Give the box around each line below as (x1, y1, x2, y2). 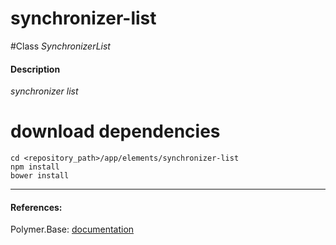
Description (10, 63, 61, 75)
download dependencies (10, 120, 221, 143)
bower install (10, 171, 70, 181)
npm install (10, 162, 60, 172)
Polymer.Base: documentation (10, 223, 135, 236)
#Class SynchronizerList (10, 40, 111, 52)
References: (10, 201, 63, 213)
